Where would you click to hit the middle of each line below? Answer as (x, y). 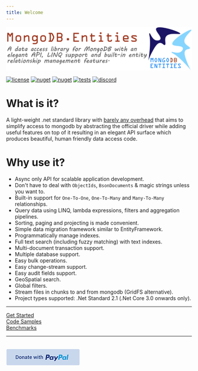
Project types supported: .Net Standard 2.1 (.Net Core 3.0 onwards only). (103, 298)
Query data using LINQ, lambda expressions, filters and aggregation (97, 210)
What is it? (33, 103)
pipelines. (27, 216)
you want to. (30, 191)
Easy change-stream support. (51, 266)
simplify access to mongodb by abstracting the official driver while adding (96, 126)
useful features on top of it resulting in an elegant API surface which (89, 132)
